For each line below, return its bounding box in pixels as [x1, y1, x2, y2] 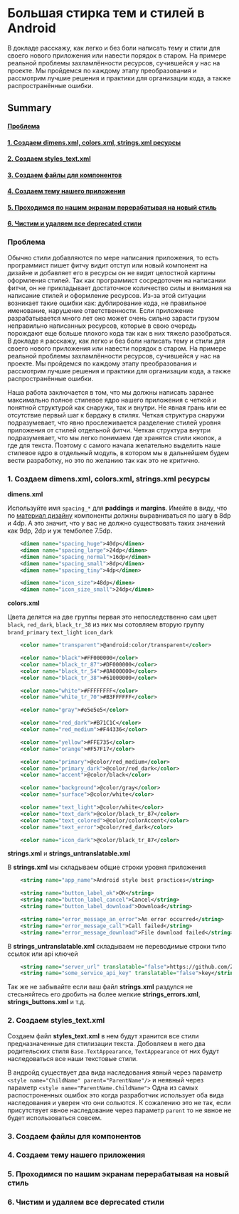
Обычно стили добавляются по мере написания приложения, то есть [7, 253, 219, 262]
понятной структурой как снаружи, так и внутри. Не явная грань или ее [7, 403, 227, 412]
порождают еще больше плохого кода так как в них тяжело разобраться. [7, 329, 232, 337]
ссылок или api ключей [7, 949, 78, 958]
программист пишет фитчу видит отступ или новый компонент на [7, 261, 208, 270]
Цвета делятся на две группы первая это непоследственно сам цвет [7, 613, 217, 622]
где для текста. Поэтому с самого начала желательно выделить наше [7, 441, 221, 449]
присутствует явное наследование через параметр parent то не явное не [7, 1106, 232, 1114]
